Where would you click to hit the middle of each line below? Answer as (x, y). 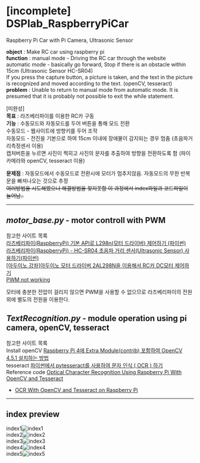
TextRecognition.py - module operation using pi (97, 318)
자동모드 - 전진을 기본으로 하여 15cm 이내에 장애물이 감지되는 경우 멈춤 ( (90, 138)
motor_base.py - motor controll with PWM (86, 220)
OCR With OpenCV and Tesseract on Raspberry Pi (76, 390)
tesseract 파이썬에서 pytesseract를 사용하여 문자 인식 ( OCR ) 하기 (85, 365)
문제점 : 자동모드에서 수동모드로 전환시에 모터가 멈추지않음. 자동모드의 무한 (93, 173)
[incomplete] (39, 11)
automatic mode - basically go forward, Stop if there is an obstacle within (96, 64)
